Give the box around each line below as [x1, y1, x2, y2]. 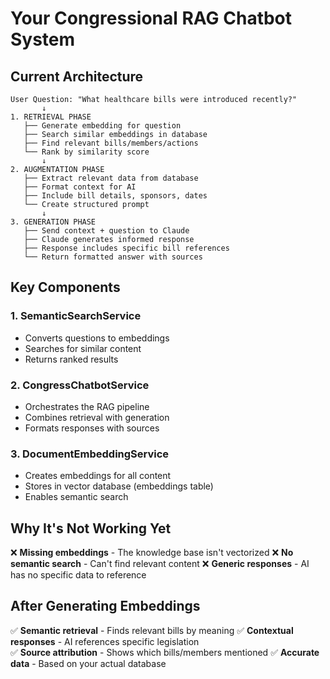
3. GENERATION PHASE [10, 217, 97, 227]
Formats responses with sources [24, 422, 160, 434]
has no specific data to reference [10, 569, 147, 581]
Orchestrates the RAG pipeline [24, 400, 150, 412]
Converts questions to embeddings [24, 332, 170, 344]
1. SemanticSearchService [10, 309, 142, 323]
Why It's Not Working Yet [10, 520, 172, 537]
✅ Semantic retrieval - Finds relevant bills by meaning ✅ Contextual [10, 624, 294, 636]
